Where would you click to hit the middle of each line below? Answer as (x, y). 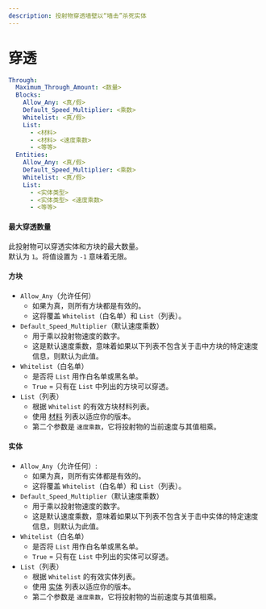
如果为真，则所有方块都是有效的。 (89, 305)
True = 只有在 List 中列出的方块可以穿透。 (102, 386)
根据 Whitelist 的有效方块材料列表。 (93, 406)
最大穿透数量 (29, 226)
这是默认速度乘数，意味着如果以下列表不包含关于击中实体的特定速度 (145, 516)
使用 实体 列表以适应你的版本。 (83, 586)
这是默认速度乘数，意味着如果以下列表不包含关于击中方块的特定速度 (145, 346)
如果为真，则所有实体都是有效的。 (89, 475)
